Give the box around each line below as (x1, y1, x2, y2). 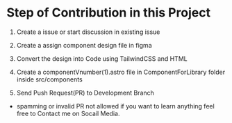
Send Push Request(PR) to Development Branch (16, 88, 154, 97)
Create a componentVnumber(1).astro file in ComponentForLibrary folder (16, 68, 226, 76)
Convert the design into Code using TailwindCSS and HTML (16, 54, 188, 63)
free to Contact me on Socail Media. (16, 109, 120, 117)
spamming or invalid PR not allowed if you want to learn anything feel (16, 102, 215, 110)
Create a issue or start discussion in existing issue (16, 28, 160, 36)
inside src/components (16, 75, 83, 84)
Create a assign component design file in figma (16, 41, 152, 49)
